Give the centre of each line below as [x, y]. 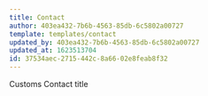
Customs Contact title [49, 84]
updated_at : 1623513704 [53, 51]
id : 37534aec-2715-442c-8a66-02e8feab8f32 [89, 59]
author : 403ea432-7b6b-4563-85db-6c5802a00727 [96, 26]
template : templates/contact [63, 34]
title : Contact [37, 17]
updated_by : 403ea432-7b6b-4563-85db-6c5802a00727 [104, 42]
